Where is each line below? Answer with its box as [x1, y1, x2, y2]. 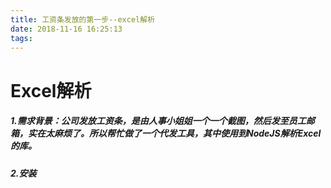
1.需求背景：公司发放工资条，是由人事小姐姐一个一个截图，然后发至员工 [10, 115, 307, 127]
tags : [10, 33, 33, 43]
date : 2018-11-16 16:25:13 [10, 24, 123, 34]
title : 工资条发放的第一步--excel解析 [10, 14, 156, 25]
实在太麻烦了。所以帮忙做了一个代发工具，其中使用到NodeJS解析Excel [27, 127, 322, 140]
